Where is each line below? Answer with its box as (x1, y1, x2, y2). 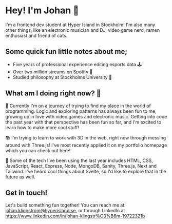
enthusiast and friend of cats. (5, 32, 68, 38)
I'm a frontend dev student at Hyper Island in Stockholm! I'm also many (5, 22, 156, 28)
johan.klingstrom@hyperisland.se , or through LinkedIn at (5, 208, 125, 214)
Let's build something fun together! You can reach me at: (5, 202, 126, 208)
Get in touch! (5, 188, 48, 197)
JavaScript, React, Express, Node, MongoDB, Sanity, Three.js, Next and (5, 162, 157, 169)
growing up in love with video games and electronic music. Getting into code (5, 113, 167, 119)
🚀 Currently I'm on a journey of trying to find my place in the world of (5, 103, 151, 109)
